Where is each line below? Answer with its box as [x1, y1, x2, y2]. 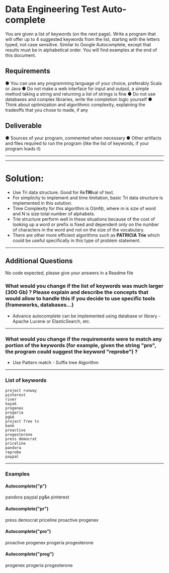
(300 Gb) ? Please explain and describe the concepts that [5, 289, 148, 296]
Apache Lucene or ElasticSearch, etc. [12, 318, 91, 324]
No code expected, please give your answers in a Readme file [5, 270, 133, 276]
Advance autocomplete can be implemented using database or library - [12, 313, 161, 319]
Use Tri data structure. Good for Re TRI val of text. [12, 189, 115, 195]
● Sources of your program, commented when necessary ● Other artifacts [5, 135, 162, 141]
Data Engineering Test [5, 4, 100, 15]
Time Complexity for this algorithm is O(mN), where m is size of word [12, 205, 156, 211]
